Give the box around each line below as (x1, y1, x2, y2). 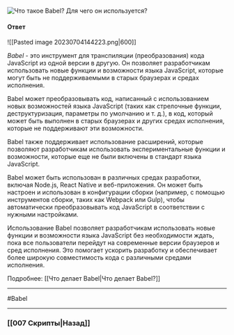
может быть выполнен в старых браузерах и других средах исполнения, (7, 117, 225, 125)
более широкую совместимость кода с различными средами (7, 254, 192, 262)
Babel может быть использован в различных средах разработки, (7, 173, 201, 182)
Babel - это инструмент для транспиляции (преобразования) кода (7, 52, 205, 60)
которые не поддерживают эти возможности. (7, 124, 144, 132)
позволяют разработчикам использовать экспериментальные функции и (7, 145, 226, 153)
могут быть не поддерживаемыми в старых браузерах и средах (7, 74, 200, 82)
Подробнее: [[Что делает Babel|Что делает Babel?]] (7, 274, 161, 283)
